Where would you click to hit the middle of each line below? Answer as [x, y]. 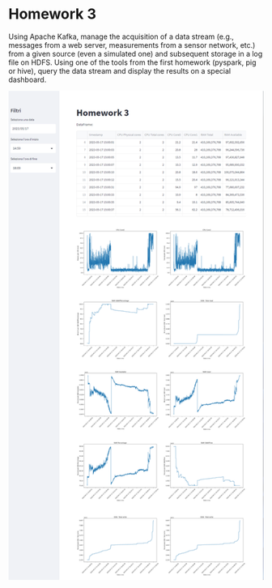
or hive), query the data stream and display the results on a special [120, 70]
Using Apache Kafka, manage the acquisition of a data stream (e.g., [121, 36]
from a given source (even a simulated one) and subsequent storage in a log [136, 53]
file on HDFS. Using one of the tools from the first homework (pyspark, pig [132, 62]
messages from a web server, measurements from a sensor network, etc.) [132, 45]
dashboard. [28, 79]
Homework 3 [53, 14]
